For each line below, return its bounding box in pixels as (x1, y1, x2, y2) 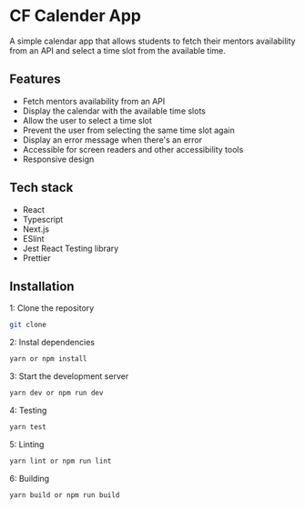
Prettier (22, 252, 51, 264)
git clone (9, 320, 47, 330)
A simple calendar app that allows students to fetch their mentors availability (9, 35, 296, 46)
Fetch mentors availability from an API (22, 95, 166, 106)
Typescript (22, 214, 64, 225)
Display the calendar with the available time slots (22, 105, 207, 116)
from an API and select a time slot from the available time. (9, 45, 226, 55)
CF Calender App (9, 5, 142, 26)
